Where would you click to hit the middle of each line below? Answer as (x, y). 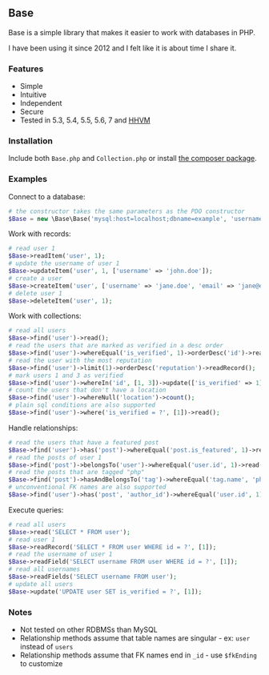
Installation (31, 141)
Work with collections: (45, 316)
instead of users (46, 647)
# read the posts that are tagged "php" (77, 472)
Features (26, 69)
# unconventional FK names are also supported (87, 488)
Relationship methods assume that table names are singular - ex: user (135, 638)
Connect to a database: (47, 196)
